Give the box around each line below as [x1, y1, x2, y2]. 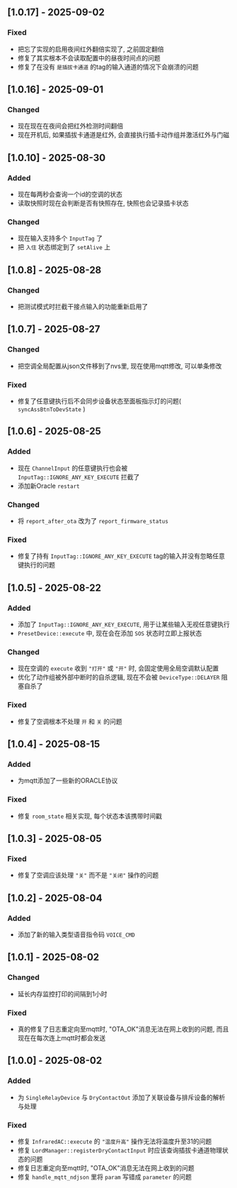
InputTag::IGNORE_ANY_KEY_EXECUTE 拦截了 [17, 472, 140, 481]
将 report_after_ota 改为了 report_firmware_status [17, 517, 168, 525]
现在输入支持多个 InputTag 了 [17, 234, 103, 243]
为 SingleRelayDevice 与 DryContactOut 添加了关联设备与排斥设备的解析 [17, 1093, 226, 1101]
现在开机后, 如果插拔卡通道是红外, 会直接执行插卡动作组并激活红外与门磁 [17, 131, 230, 139]
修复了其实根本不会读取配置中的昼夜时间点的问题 [17, 53, 161, 62]
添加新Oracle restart [17, 481, 80, 490]
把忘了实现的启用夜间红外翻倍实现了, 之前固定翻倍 [17, 45, 164, 53]
